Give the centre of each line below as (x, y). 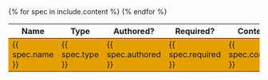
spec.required (195, 54)
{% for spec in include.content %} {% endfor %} (88, 11)
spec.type (80, 54)
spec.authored (134, 54)
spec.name (33, 54)
